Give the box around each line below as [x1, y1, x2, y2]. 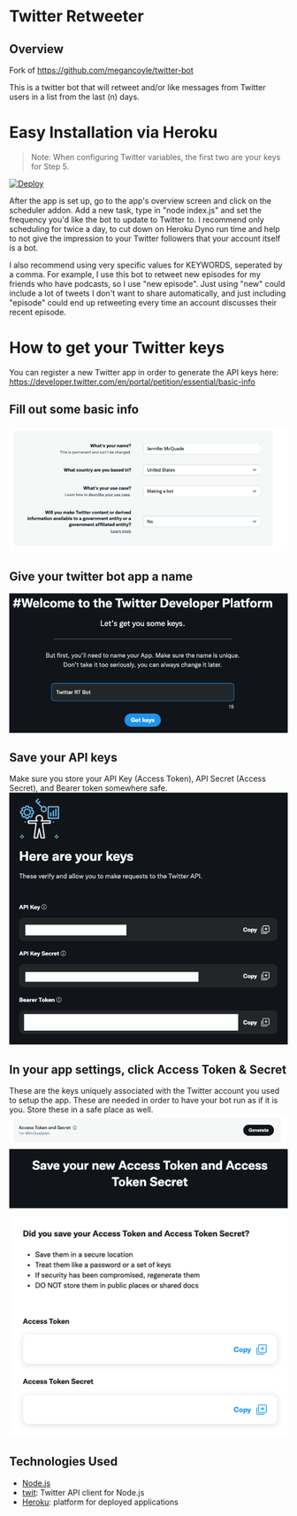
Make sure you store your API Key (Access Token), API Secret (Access [9, 773, 267, 785]
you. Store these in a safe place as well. [9, 1104, 154, 1115]
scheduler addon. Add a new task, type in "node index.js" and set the [9, 205, 263, 215]
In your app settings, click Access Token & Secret [9, 1062, 287, 1077]
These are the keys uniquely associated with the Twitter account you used [9, 1086, 280, 1096]
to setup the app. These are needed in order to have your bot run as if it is [9, 1095, 278, 1106]
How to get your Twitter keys [9, 338, 225, 358]
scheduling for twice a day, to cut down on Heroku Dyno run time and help [9, 223, 280, 234]
